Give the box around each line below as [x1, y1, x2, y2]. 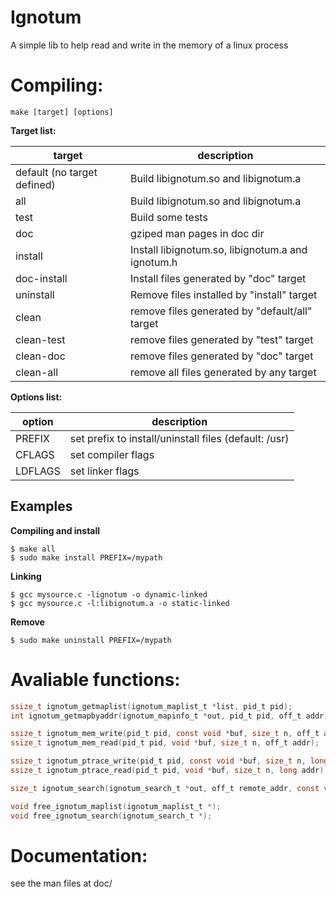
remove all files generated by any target [130, 365, 317, 379]
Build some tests [130, 210, 208, 224]
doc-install [15, 271, 68, 285]
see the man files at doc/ [10, 877, 113, 890]
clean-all [15, 365, 59, 379]
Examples [10, 498, 73, 515]
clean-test [15, 332, 66, 346]
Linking [10, 570, 42, 582]
